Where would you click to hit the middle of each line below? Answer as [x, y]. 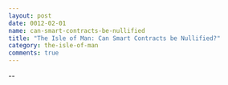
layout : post [30, 16]
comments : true [34, 53]
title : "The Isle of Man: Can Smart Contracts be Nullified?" [114, 38]
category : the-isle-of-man [53, 46]
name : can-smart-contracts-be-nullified [77, 30]
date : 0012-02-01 [37, 23]
